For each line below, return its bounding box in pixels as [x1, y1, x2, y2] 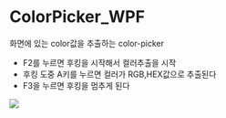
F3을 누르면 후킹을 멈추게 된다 [22, 80, 130, 91]
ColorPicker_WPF [9, 6, 146, 27]
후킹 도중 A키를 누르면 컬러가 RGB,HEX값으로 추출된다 [22, 69, 217, 80]
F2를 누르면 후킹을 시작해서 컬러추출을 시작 [22, 57, 177, 68]
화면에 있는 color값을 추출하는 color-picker [9, 38, 164, 48]
